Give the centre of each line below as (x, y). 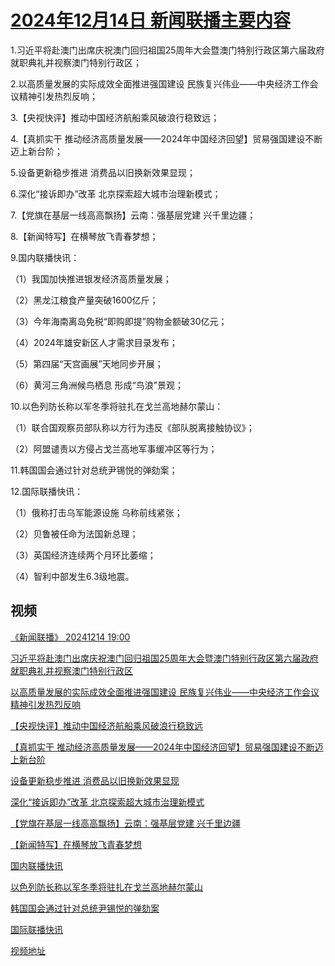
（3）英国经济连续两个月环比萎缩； (83, 555)
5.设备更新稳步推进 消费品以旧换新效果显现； (103, 172)
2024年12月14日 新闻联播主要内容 (151, 20)
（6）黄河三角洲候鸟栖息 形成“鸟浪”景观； (97, 385)
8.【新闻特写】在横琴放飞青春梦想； (84, 236)
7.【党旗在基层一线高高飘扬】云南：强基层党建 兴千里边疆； (133, 215)
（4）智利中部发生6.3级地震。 (72, 576)
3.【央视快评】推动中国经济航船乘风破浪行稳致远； (115, 117)
